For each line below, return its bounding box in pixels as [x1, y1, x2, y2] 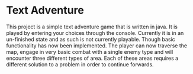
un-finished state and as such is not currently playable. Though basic [6, 36, 176, 43]
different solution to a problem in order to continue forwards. [6, 60, 154, 68]
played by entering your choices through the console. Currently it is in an [6, 29, 184, 36]
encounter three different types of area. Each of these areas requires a [6, 54, 179, 62]
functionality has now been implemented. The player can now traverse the [6, 42, 188, 49]
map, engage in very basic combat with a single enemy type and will [6, 48, 173, 55]
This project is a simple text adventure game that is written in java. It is [6, 23, 178, 30]
